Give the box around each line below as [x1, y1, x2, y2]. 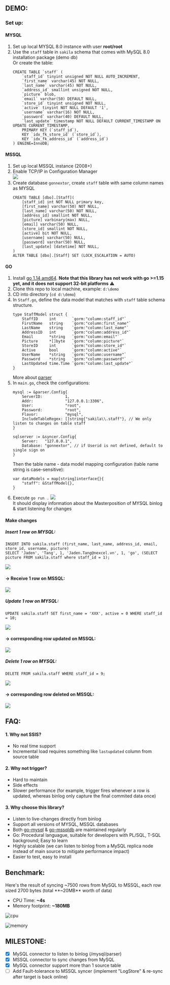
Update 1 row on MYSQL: [5, 598, 59, 604]
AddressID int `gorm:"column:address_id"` [22, 330, 131, 335]
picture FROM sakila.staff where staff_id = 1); [5, 555, 110, 560]
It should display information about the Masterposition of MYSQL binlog [12, 500, 163, 506]
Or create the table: [12, 60, 54, 66]
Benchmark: [5, 868, 45, 877]
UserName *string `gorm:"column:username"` [22, 352, 127, 357]
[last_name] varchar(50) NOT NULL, [22, 208, 97, 214]
